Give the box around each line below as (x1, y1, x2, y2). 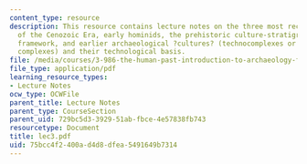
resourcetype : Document (9, 124, 101, 133)
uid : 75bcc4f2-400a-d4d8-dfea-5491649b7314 (9, 140, 178, 149)
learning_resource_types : (9, 73, 108, 82)
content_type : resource (9, 13, 101, 23)
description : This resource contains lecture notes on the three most (9, 22, 284, 31)
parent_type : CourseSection (9, 107, 117, 116)
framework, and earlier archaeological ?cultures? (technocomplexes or (17, 38, 297, 48)
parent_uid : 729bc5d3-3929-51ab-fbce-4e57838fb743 (9, 115, 206, 124)
